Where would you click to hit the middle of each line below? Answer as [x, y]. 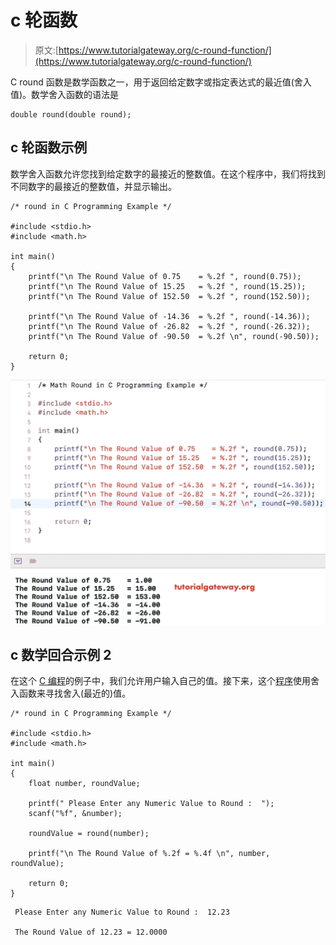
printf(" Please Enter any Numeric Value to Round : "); [151, 804]
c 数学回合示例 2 [61, 654]
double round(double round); [71, 114]
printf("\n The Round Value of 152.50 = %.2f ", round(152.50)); [169, 296]
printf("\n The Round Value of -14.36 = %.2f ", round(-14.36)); [169, 316]
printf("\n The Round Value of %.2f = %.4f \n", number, [149, 854]
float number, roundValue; [84, 784]
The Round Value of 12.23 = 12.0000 [91, 932]
